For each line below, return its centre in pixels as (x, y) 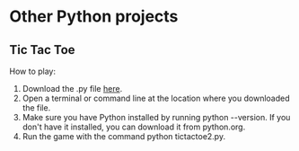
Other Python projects (94, 17)
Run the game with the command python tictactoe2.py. (124, 136)
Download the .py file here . (72, 89)
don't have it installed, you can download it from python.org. (134, 127)
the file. (36, 108)
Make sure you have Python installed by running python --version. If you (156, 117)
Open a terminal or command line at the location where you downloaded (156, 98)
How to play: (33, 71)
